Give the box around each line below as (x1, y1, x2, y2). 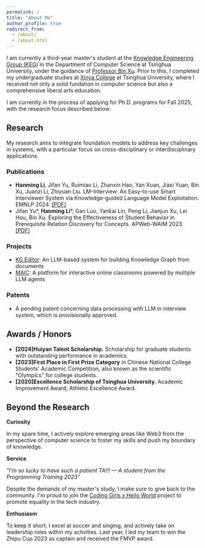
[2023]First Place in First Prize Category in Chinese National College (15, 358, 192, 366)
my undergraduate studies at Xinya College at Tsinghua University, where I (6, 74, 195, 81)
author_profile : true (6, 20, 62, 26)
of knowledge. (6, 443, 43, 451)
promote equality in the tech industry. (6, 498, 101, 506)
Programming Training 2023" (6, 473, 81, 481)
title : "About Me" (6, 15, 53, 21)
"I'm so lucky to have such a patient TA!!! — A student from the (6, 467, 166, 475)
